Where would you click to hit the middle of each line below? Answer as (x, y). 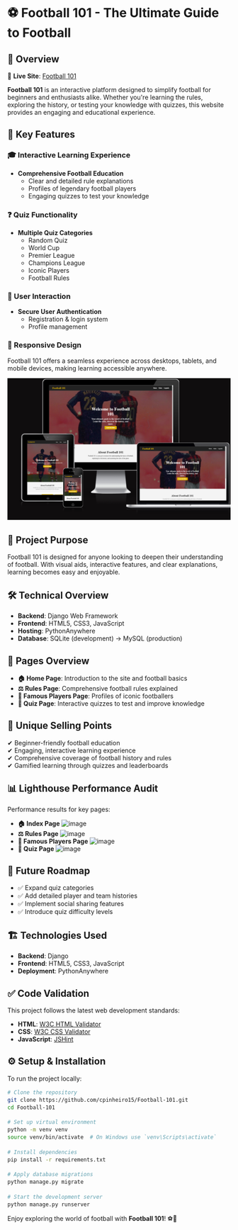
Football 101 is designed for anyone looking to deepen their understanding (115, 557)
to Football (39, 33)
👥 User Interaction (39, 296)
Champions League (57, 263)
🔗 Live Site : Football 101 (42, 76)
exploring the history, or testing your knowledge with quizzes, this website (116, 105)
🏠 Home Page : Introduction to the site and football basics (102, 678)
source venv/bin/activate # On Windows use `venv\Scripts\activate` (112, 1137)
